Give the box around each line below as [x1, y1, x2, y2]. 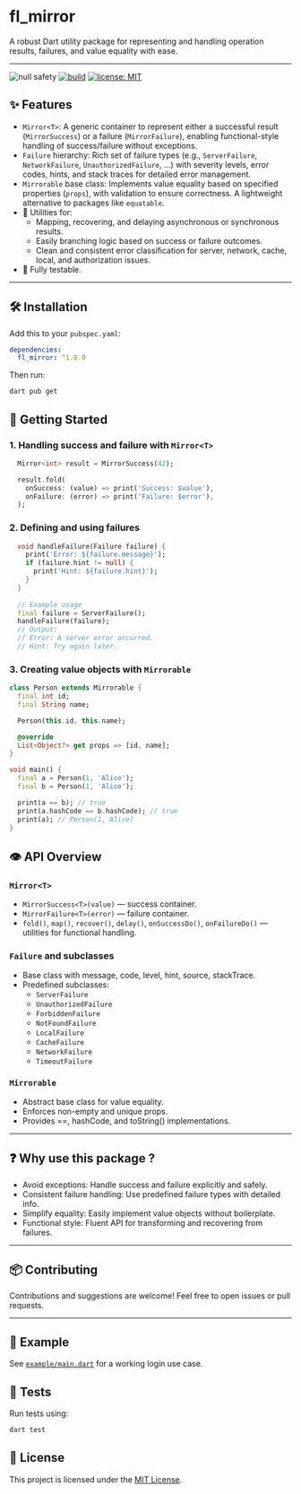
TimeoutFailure [35, 1057, 92, 1066]
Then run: [9, 369, 46, 380]
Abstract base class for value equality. [21, 1096, 164, 1107]
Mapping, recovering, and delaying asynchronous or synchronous [35, 216, 279, 227]
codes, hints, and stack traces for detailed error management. [21, 169, 252, 179]
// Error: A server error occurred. [17, 634, 154, 643]
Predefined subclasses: [21, 979, 110, 990]
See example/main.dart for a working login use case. [9, 1359, 203, 1369]
